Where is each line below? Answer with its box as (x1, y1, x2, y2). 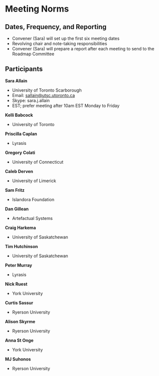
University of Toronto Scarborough (12, 87, 82, 93)
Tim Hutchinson (5, 243, 38, 249)
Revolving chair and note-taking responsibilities (12, 41, 108, 47)
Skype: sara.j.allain (12, 97, 50, 103)
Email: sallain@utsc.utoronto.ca (12, 92, 75, 98)
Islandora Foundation (12, 196, 55, 202)
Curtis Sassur (5, 299, 33, 306)
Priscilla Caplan (5, 131, 37, 137)
